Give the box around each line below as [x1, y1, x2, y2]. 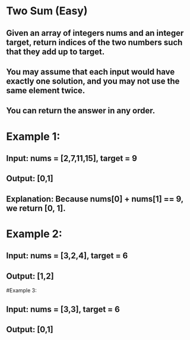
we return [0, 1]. [6, 203, 66, 213]
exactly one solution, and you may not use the [6, 76, 180, 86]
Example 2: [6, 227, 62, 240]
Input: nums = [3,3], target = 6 [6, 304, 120, 314]
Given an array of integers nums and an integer [6, 28, 184, 38]
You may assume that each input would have [6, 67, 175, 77]
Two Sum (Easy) [6, 4, 88, 18]
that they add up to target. [6, 47, 105, 57]
